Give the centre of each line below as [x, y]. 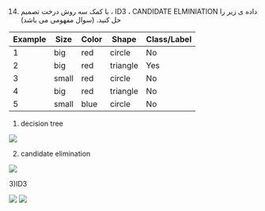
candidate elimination [55, 154]
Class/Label [169, 39]
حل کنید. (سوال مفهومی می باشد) [71, 20]
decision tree [42, 123]
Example [30, 39]
